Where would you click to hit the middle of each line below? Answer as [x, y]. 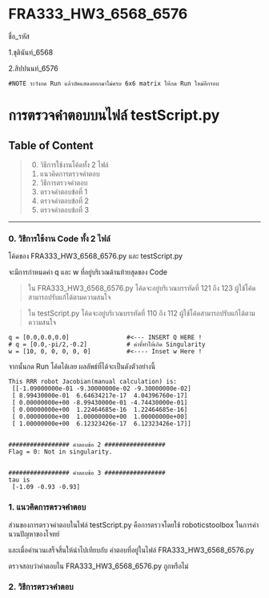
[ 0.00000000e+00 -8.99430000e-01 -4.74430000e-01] [100, 403]
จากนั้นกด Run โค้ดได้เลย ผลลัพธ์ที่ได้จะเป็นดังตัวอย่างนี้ [82, 367]
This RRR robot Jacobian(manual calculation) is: [93, 382]
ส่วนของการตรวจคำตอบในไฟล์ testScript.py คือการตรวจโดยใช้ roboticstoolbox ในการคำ [134, 525]
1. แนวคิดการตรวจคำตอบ [47, 507]
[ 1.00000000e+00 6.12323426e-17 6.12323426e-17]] [102, 424]
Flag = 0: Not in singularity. [60, 452]
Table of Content [51, 145]
